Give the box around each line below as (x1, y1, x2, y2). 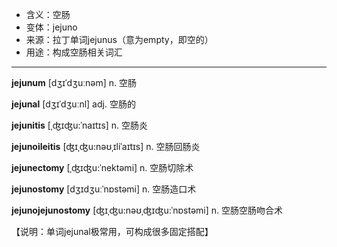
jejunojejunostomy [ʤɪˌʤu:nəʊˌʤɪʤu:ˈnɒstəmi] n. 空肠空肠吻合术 (11, 204, 283, 216)
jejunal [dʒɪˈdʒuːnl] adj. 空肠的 (11, 98, 136, 110)
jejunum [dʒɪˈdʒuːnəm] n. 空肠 (11, 77, 137, 88)
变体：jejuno (25, 21, 78, 33)
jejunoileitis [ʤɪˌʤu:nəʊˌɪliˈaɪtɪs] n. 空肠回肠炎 (11, 141, 201, 152)
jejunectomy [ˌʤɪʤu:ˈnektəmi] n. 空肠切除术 (11, 162, 194, 173)
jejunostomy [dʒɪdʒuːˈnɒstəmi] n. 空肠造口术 (11, 183, 197, 195)
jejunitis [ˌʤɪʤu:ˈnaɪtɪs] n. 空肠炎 (11, 119, 149, 131)
